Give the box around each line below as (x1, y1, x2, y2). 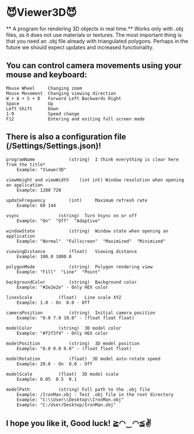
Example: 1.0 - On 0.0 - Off (16, 300, 91, 305)
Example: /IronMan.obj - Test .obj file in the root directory (16, 391, 174, 397)
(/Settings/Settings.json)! (6, 141, 102, 151)
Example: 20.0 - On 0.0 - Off (16, 361, 93, 367)
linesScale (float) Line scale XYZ (6, 294, 122, 300)
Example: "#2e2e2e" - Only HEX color (16, 284, 109, 290)
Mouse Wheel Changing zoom (6, 85, 82, 91)
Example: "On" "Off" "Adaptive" (16, 218, 101, 224)
